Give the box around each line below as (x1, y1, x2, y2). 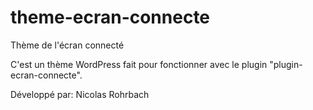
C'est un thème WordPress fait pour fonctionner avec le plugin (10, 58, 268, 70)
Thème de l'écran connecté (10, 39, 125, 51)
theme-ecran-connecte (10, 6, 211, 29)
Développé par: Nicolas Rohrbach (10, 88, 150, 100)
